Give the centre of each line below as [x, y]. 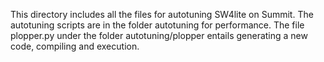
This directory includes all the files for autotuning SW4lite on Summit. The [162, 14]
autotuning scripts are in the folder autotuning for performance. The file [157, 25]
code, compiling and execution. [75, 46]
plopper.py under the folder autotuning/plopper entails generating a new [159, 35]
